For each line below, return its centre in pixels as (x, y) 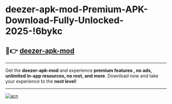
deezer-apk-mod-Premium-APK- (77, 9)
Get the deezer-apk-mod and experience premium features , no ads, (79, 70)
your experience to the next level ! (41, 81)
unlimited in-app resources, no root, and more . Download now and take (82, 76)
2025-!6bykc (34, 31)
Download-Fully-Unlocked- (64, 20)
